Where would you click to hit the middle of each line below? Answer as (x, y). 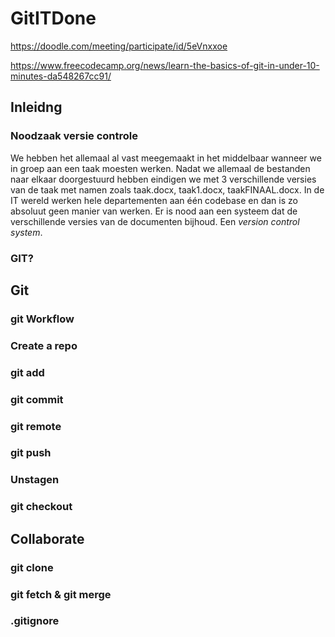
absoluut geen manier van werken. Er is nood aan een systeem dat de (154, 211)
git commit (37, 399)
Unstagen (35, 480)
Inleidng (36, 107)
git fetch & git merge (61, 594)
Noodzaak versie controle (74, 136)
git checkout (41, 507)
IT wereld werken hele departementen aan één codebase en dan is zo (154, 200)
